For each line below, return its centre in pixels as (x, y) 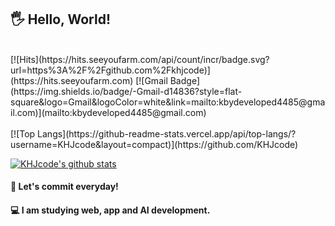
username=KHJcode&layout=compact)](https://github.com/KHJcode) (154, 144)
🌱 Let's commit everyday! (64, 187)
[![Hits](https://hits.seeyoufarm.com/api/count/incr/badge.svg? (140, 59)
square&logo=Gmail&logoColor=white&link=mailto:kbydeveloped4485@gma (168, 102)
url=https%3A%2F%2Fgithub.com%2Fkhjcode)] (110, 70)
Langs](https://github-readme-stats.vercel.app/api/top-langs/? (167, 133)
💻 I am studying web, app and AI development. (110, 210)
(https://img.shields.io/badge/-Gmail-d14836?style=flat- (126, 91)
